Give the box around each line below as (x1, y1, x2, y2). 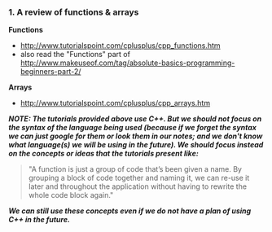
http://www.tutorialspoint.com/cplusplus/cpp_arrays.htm (20, 98, 210, 108)
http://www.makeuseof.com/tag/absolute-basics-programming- (20, 58, 235, 68)
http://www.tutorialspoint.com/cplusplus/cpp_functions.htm (20, 41, 222, 50)
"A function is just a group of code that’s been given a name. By (28, 164, 243, 174)
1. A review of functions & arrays (8, 7, 139, 18)
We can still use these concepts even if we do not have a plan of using (8, 206, 252, 216)
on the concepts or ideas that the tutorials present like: (8, 149, 200, 159)
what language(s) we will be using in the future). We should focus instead (8, 140, 264, 150)
